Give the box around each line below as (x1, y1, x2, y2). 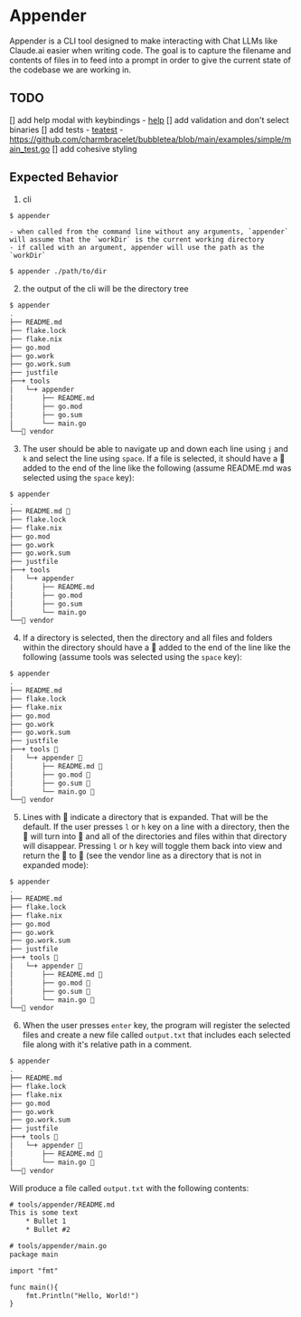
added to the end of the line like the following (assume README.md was (22, 463, 292, 473)
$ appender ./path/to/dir (9, 267, 107, 276)
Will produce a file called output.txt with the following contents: (9, 1182, 249, 1193)
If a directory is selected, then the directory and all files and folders (22, 633, 273, 644)
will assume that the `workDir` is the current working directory (9, 235, 265, 244)
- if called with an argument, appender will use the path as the (9, 243, 265, 253)
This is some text (9, 1208, 79, 1217)
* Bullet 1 (25, 1217, 67, 1226)
